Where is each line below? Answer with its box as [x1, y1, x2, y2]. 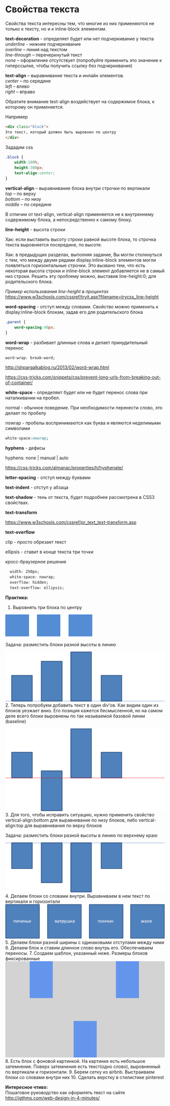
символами [5, 425, 30, 431]
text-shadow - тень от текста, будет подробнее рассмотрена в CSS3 [5, 494, 155, 500]
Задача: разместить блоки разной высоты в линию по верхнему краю [5, 832, 158, 838]
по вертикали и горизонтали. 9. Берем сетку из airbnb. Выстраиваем [5, 1069, 155, 1075]
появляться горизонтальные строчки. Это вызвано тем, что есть [5, 262, 146, 268]
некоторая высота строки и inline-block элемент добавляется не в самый [5, 268, 165, 274]
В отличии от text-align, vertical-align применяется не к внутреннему [5, 211, 154, 217]
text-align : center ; [14, 171, 56, 176]
